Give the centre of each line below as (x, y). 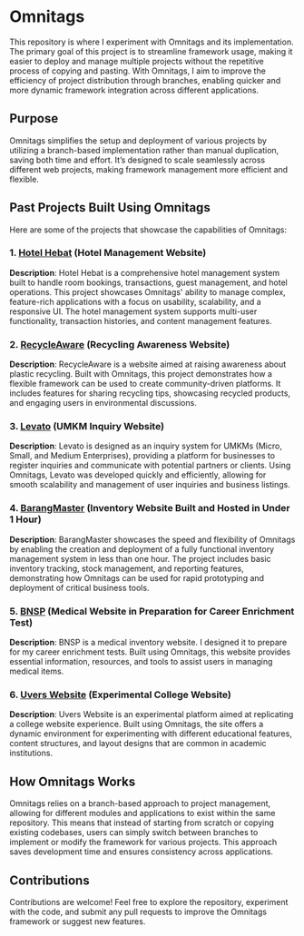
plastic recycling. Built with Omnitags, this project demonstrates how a (141, 374)
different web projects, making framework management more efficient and (149, 169)
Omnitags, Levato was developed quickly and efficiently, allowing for (138, 475)
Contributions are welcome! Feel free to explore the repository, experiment (149, 902)
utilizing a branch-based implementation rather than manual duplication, (144, 150)
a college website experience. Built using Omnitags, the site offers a (137, 724)
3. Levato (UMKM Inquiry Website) (87, 427)
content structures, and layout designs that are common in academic (138, 744)
